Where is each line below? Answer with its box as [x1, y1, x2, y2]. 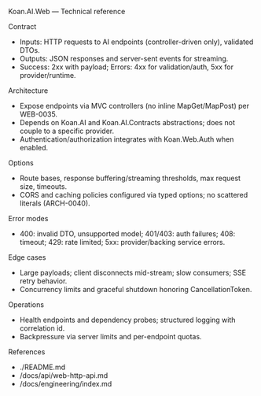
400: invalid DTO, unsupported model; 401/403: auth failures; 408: [19, 229, 236, 239]
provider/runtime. [19, 71, 76, 80]
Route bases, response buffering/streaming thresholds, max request [19, 173, 241, 183]
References [8, 347, 46, 357]
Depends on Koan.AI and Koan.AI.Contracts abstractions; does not [19, 118, 236, 127]
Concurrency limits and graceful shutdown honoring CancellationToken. [19, 285, 252, 294]
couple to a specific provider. [19, 126, 115, 135]
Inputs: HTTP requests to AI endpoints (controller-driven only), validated [19, 37, 254, 46]
